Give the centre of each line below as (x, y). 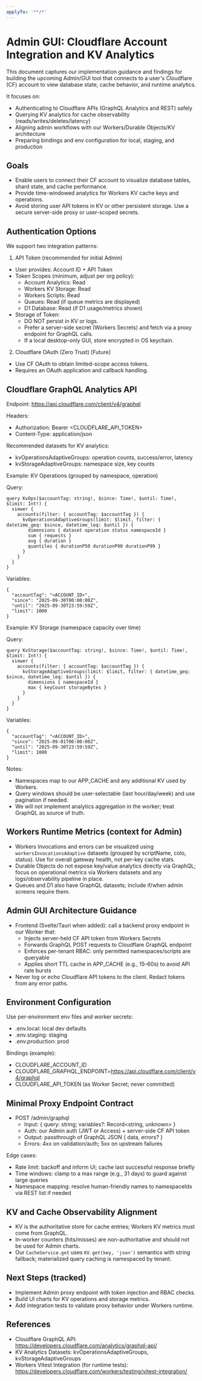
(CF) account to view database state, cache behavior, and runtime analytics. (101, 84)
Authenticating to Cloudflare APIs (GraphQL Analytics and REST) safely (103, 108)
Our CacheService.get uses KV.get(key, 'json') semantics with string (103, 1252)
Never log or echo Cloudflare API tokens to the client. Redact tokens (100, 977)
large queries (31, 1180)
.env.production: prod (42, 1042)
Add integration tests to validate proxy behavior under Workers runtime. (104, 1305)
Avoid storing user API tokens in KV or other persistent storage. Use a (102, 206)
